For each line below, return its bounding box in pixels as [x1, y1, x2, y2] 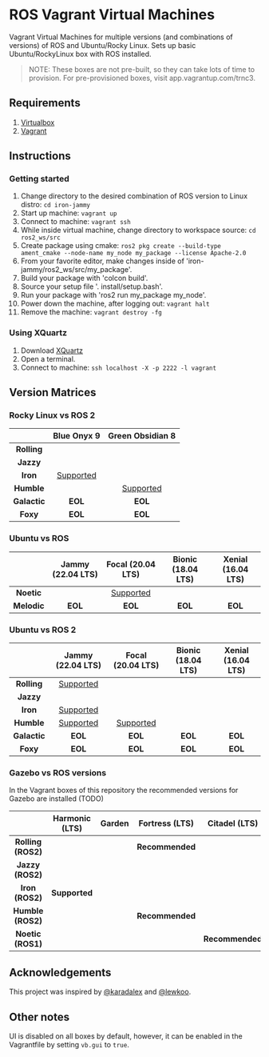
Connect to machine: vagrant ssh [20, 217, 131, 226]
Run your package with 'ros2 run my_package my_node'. [20, 290, 207, 300]
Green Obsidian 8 [108, 430, 176, 442]
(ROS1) [14, 939, 43, 950]
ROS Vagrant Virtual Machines [9, 6, 215, 24]
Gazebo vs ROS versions [9, 767, 107, 778]
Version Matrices [9, 386, 97, 399]
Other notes [9, 1010, 70, 1023]
